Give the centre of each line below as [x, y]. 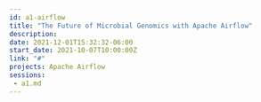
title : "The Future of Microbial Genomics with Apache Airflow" [131, 26]
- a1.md [27, 83]
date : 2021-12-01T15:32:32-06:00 [71, 42]
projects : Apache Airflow [57, 67]
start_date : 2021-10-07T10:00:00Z [73, 51]
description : [33, 34]
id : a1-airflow [37, 17]
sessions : [28, 75]
